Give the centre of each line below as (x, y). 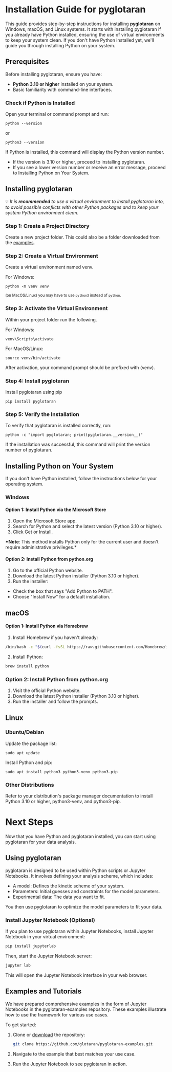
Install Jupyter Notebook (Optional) (50, 920)
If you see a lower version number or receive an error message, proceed (89, 168)
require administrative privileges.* (41, 547)
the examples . (20, 243)
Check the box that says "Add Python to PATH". (63, 591)
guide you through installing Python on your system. (60, 45)
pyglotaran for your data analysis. (41, 842)
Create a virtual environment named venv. (49, 267)
